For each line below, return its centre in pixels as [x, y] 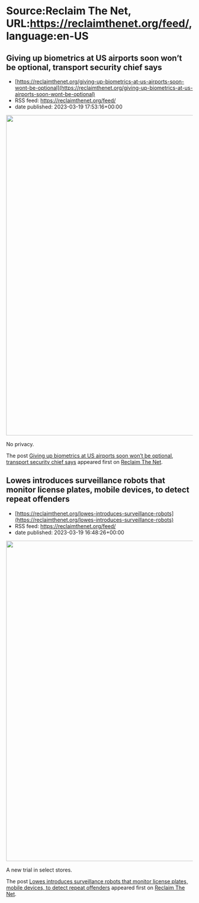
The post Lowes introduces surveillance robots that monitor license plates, [97, 881]
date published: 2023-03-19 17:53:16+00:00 [68, 107]
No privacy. [20, 444]
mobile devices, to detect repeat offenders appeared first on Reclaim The [96, 888]
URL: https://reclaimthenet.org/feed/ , [99, 23]
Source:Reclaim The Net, [69, 11]
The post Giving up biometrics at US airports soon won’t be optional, [90, 456]
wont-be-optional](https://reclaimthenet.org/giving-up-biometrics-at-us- [104, 88]
